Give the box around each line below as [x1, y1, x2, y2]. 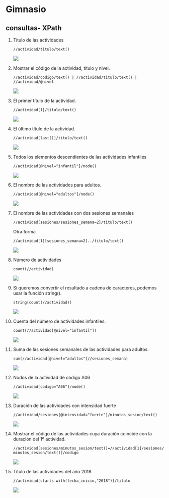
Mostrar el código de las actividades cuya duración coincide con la [13, 431, 152, 436]
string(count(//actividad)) [13, 300, 72, 305]
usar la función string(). [13, 290, 62, 296]
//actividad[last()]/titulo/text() [13, 135, 88, 140]
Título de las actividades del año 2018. [13, 469, 93, 474]
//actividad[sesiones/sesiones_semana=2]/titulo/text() [13, 220, 133, 225]
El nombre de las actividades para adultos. [13, 182, 102, 188]
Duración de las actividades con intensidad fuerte [13, 403, 116, 409]
